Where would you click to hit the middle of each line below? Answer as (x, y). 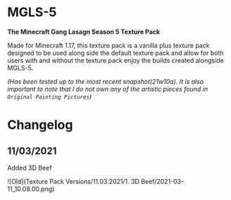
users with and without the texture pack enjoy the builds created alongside (115, 60)
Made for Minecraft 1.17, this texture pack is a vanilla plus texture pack (108, 45)
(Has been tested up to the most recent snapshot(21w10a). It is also (106, 81)
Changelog (40, 125)
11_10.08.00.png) (31, 189)
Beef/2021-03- (162, 181)
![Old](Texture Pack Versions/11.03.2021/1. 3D (73, 181)
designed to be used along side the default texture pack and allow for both (115, 53)
